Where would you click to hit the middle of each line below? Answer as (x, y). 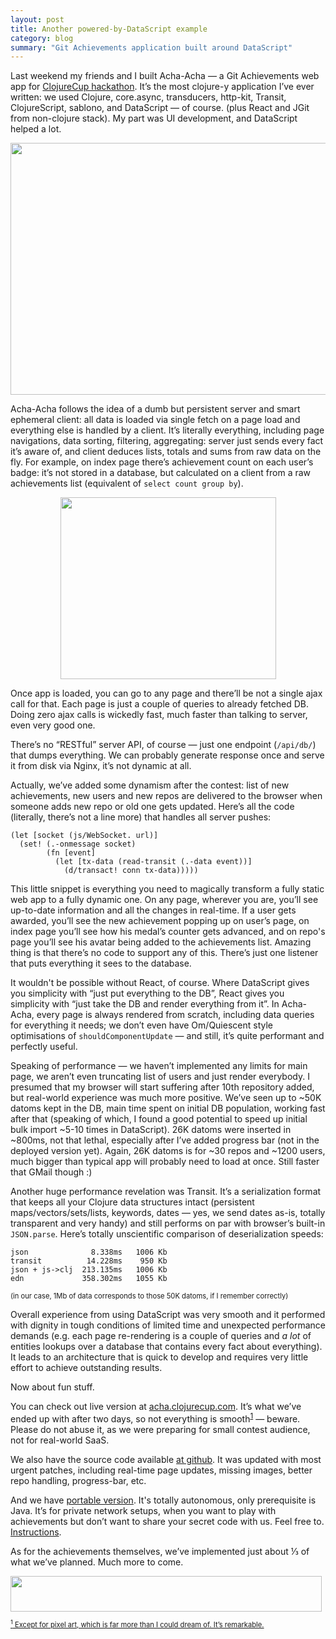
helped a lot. (36, 129)
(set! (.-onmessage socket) (78, 844)
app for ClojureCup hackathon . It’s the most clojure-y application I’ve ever (162, 87)
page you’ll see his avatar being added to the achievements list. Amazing (161, 942)
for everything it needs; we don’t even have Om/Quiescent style (141, 1025)
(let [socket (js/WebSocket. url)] (84, 836)
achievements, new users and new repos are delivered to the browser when (166, 796)
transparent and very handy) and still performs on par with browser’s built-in (168, 1223)
